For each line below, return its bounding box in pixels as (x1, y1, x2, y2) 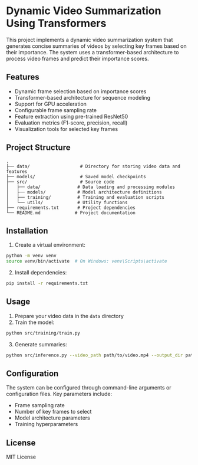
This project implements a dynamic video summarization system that (6, 36, 173, 43)
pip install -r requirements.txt (6, 280, 88, 287)
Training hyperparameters (14, 421, 78, 428)
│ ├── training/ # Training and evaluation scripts (6, 194, 165, 200)
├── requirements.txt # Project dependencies (6, 205, 136, 211)
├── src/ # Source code (6, 179, 115, 185)
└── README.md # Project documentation (6, 209, 136, 216)
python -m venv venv (6, 253, 57, 259)
